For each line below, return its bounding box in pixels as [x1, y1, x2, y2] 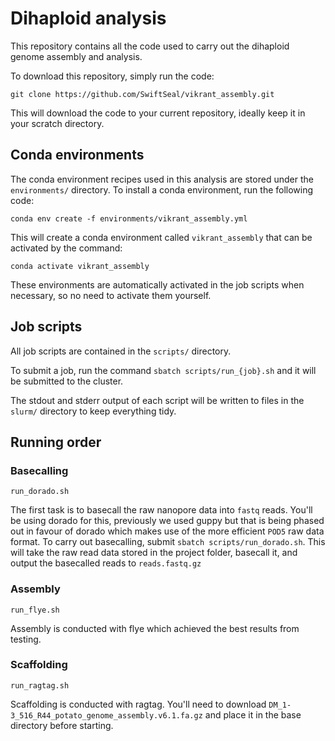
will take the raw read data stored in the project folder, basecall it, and [10, 547, 298, 559]
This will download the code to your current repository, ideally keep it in [10, 107, 306, 119]
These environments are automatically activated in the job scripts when [10, 278, 305, 291]
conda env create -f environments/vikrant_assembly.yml [10, 213, 248, 224]
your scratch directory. [10, 117, 105, 129]
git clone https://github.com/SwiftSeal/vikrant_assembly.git [10, 89, 275, 99]
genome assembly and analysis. [10, 50, 143, 62]
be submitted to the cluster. [10, 375, 124, 387]
